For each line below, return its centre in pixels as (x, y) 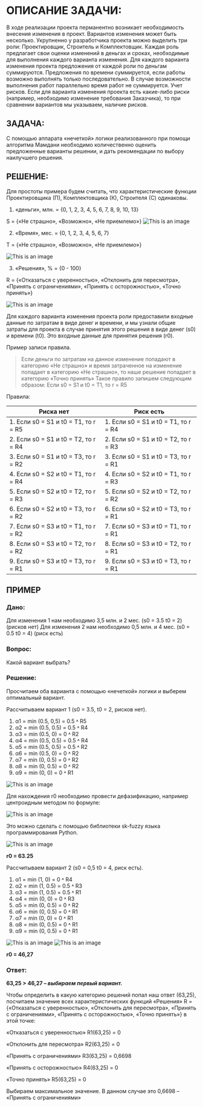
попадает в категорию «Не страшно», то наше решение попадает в (108, 372)
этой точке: (21, 1021)
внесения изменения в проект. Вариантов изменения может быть (92, 33)
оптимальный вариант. (36, 697)
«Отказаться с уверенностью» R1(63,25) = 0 (63, 1032)
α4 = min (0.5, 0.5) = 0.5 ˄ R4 (52, 740)
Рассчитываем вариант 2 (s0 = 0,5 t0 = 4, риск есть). (75, 868)
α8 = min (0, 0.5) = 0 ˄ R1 (46, 924)
